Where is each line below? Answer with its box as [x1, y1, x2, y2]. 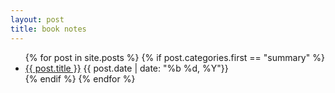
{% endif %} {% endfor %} [24, 72, 136, 85]
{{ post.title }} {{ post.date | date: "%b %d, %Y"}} [24, 62, 229, 74]
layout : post [10, 14, 65, 25]
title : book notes [10, 24, 87, 34]
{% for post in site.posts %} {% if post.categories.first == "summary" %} [24, 51, 325, 63]
